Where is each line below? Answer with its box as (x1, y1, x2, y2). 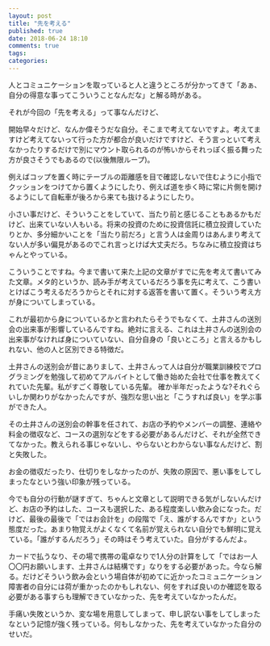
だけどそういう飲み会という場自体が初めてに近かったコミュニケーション (22, 571, 263, 581)
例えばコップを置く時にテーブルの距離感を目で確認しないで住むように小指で (8, 171, 262, 182)
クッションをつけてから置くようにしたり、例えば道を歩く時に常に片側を (8, 182, 248, 191)
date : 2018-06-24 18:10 (8, 34, 89, 43)
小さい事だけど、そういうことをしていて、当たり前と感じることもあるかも (8, 209, 255, 219)
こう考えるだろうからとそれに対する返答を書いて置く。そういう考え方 (29, 287, 262, 296)
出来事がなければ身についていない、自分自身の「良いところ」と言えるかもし (8, 334, 263, 344)
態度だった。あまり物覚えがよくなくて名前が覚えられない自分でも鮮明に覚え (8, 524, 262, 534)
